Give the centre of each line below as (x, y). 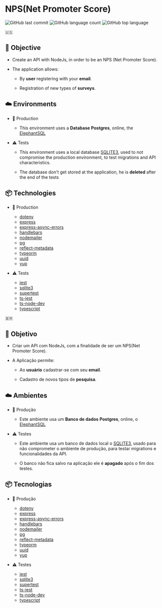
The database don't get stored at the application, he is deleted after (88, 172)
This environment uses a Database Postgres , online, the (76, 128)
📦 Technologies (30, 193)
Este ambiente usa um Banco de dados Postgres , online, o (79, 419)
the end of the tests (39, 177)
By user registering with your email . (55, 78)
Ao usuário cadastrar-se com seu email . (60, 370)
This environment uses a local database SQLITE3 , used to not (81, 152)
